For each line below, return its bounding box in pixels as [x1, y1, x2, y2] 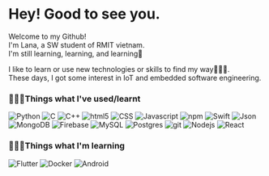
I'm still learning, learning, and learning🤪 [8, 48, 143, 58]
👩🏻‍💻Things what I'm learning [8, 140, 126, 152]
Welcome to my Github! [8, 31, 87, 41]
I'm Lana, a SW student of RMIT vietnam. [8, 40, 145, 49]
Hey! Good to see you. [8, 5, 160, 23]
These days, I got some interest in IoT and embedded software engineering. [8, 73, 262, 82]
